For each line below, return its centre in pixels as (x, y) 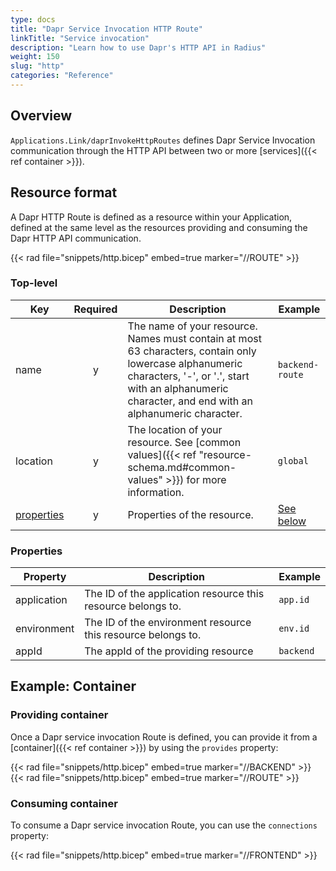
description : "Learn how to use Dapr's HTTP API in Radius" (138, 47)
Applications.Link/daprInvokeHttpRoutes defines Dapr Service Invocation (163, 140)
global (293, 460)
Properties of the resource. (190, 514)
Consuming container (64, 803)
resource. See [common (184, 442)
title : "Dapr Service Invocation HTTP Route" (106, 29)
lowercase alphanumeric (185, 363)
